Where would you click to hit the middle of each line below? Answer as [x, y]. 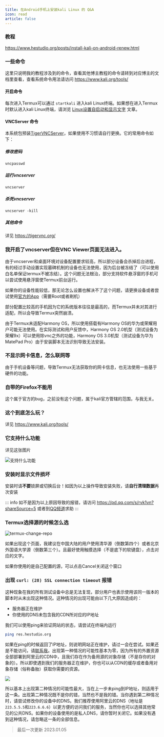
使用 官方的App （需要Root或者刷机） [46, 296]
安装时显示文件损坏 [28, 474]
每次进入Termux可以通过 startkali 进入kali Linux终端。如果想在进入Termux [81, 103]
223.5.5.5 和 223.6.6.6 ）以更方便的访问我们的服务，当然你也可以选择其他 [78, 707]
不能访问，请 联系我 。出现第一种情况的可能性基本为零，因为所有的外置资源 [84, 650]
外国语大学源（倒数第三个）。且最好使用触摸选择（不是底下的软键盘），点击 [80, 550]
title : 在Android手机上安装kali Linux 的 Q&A [50, 10]
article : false [20, 19]
